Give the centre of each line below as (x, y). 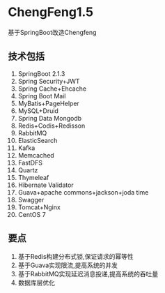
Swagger (31, 200)
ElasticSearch (38, 140)
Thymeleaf (33, 177)
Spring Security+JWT (49, 81)
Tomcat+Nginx (39, 207)
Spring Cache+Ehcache (52, 89)
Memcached (36, 155)
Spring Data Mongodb (50, 118)
